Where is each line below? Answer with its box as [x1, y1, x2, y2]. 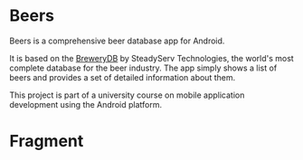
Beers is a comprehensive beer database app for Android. [9, 35, 225, 46]
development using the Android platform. [9, 99, 163, 109]
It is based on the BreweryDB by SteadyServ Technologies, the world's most [9, 52, 294, 63]
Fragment [9, 131, 84, 152]
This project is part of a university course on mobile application [9, 89, 245, 100]
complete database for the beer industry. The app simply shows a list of [9, 62, 278, 73]
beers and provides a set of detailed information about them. [9, 71, 236, 82]
